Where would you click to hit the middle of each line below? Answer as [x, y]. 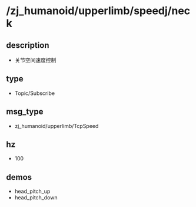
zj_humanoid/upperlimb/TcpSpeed [57, 126]
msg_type [25, 112]
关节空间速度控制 [35, 60]
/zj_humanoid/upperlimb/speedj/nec [98, 11]
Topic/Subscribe [34, 93]
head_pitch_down [36, 198]
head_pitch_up [32, 191]
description [28, 45]
